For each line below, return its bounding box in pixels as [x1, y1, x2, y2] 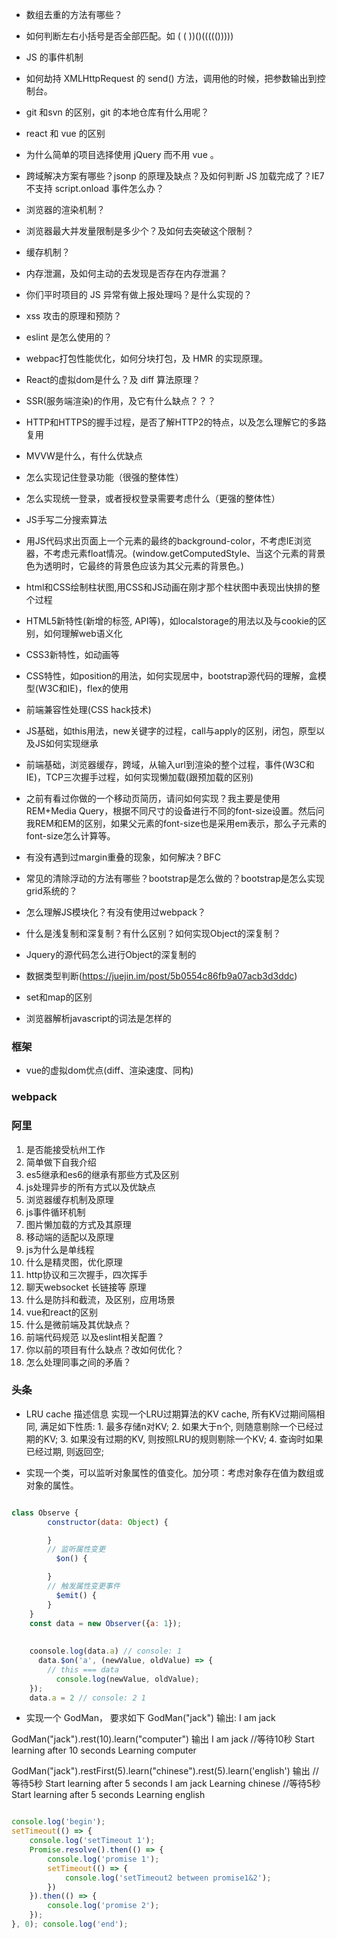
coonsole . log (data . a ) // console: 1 [29, 1646, 183, 1657]
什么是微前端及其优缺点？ [25, 1318, 132, 1330]
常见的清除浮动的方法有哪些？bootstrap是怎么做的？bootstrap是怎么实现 [25, 873, 325, 884]
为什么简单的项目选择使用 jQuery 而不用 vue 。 [25, 149, 219, 160]
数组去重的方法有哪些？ [25, 9, 123, 20]
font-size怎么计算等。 [25, 830, 116, 842]
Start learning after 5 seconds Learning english [11, 1789, 206, 1801]
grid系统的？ [25, 885, 78, 897]
